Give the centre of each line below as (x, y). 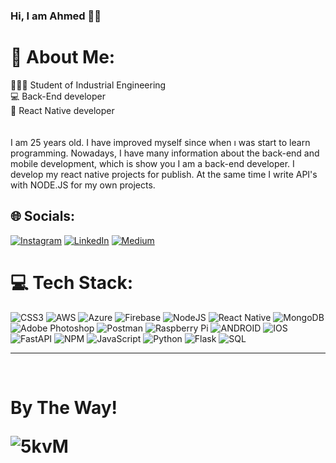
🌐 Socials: (43, 216)
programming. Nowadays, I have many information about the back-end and (165, 153)
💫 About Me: (63, 57)
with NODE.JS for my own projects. (83, 185)
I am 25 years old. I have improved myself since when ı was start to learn (160, 142)
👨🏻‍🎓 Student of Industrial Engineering (88, 85)
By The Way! (64, 407)
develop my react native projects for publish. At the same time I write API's (164, 174)
